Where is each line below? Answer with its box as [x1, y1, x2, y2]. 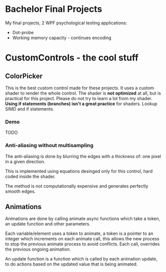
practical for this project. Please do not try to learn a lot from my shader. [5, 95, 153, 101]
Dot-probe [12, 29, 34, 35]
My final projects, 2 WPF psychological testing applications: [5, 20, 127, 26]
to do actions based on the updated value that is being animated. [5, 261, 138, 267]
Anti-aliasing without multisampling [5, 142, 94, 149]
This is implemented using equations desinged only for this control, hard [5, 168, 153, 174]
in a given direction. [5, 159, 46, 164]
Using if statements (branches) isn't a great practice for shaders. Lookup [5, 101, 158, 107]
